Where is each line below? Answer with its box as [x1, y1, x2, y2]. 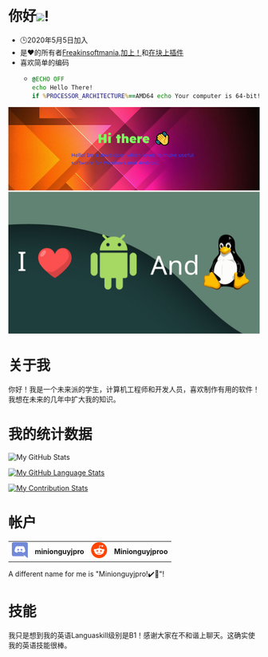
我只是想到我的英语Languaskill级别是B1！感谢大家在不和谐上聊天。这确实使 [8, 630, 255, 639]
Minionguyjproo [113, 547, 168, 556]
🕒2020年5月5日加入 [19, 35, 89, 45]
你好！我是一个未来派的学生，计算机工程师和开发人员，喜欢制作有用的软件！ [8, 384, 260, 394]
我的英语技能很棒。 [8, 640, 72, 650]
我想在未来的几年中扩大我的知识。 [8, 394, 120, 404]
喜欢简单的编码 [19, 57, 69, 67]
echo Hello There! [31, 83, 93, 92]
